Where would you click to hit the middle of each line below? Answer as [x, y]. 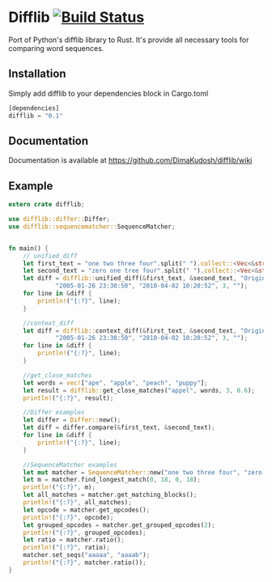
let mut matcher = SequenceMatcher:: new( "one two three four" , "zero [143, 472]
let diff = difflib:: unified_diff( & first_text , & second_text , [130, 278]
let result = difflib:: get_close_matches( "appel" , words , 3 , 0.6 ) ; [139, 390]
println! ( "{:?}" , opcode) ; [68, 517]
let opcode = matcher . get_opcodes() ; [87, 510]
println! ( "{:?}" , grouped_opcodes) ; [85, 533]
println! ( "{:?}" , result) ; [68, 398]
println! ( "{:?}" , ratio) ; [67, 548]
